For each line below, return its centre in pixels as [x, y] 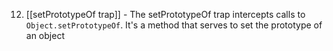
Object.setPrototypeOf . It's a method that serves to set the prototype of [174, 25]
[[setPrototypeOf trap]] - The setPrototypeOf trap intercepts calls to [165, 14]
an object [45, 35]
